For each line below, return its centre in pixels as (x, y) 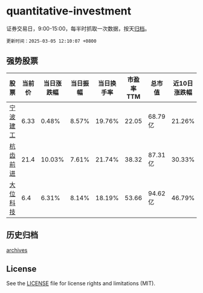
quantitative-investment (69, 11)
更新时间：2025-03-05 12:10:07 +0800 (51, 41)
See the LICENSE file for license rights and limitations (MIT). (81, 283)
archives (17, 250)
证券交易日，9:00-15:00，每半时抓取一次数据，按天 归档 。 (78, 28)
